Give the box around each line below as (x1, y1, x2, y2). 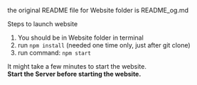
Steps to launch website (7, 20, 78, 28)
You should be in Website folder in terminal (17, 33, 144, 42)
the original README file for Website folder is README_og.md (7, 6, 189, 14)
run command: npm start (17, 49, 91, 57)
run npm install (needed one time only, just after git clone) (17, 41, 191, 49)
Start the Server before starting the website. (7, 70, 142, 78)
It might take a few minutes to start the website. (7, 62, 147, 70)
